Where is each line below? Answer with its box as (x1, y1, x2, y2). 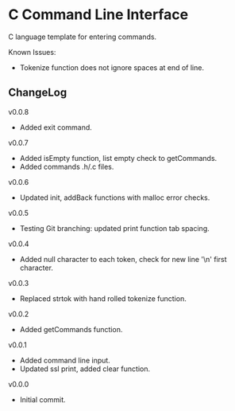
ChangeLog (8, 86, 67, 100)
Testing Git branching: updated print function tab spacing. (19, 223, 210, 233)
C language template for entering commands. (8, 32, 157, 41)
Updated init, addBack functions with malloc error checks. (19, 193, 210, 202)
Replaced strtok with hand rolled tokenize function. (19, 293, 187, 303)
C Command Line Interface (8, 6, 189, 24)
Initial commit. (19, 394, 66, 404)
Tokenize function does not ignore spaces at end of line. (19, 62, 205, 72)
